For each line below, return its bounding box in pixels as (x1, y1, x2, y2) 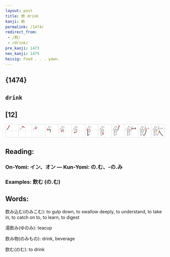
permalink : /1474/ (5, 24, 44, 29)
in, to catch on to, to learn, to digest (5, 214, 79, 220)
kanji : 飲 (5, 19, 25, 24)
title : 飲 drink (5, 13, 39, 19)
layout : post (5, 8, 33, 13)
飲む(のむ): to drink (5, 246, 45, 252)
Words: (5, 195, 29, 203)
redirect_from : (5, 29, 37, 35)
